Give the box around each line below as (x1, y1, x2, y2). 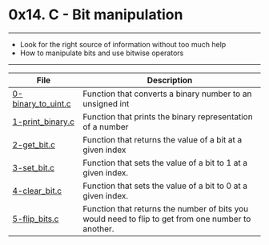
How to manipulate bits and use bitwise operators (19, 48, 184, 58)
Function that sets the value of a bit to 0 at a (82, 180, 248, 191)
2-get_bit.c (12, 139, 56, 150)
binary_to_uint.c (12, 98, 71, 109)
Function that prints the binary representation (82, 110, 254, 122)
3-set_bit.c (12, 162, 54, 173)
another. (82, 223, 114, 234)
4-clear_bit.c (12, 185, 62, 196)
